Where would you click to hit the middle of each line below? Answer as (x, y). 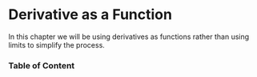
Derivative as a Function (90, 15)
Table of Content (42, 65)
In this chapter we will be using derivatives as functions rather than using (129, 37)
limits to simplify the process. (57, 44)
